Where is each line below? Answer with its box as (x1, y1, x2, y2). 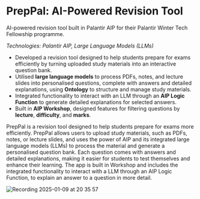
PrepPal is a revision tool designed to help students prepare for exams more (6, 123, 194, 130)
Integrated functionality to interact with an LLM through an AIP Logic (14, 92, 185, 99)
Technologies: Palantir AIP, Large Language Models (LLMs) (6, 42, 154, 49)
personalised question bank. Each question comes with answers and (6, 148, 176, 156)
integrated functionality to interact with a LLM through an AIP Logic (6, 167, 172, 175)
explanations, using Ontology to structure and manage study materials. (14, 85, 192, 93)
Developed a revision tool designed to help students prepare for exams (14, 54, 191, 61)
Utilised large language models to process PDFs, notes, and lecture (14, 73, 183, 80)
